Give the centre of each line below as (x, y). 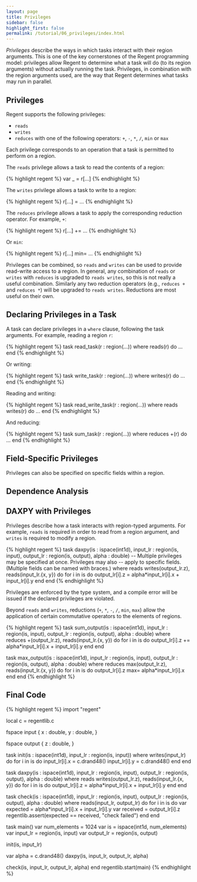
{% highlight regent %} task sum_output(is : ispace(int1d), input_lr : (87, 627)
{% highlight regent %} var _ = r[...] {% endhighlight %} (73, 179)
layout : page (22, 11)
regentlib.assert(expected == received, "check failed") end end (83, 815)
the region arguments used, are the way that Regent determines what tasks (97, 75)
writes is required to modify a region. (51, 538)
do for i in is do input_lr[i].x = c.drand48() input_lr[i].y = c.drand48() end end (98, 761)
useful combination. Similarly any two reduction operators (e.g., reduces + (96, 283)
